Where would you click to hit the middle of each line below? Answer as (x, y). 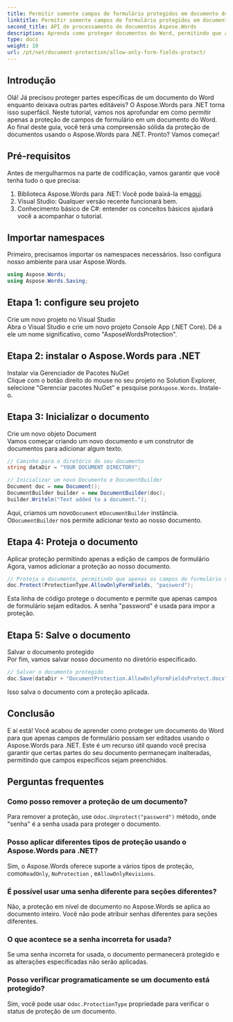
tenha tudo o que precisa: (44, 180)
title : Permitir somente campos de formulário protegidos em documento (113, 14)
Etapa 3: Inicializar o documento (78, 417)
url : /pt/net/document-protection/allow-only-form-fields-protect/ (107, 53)
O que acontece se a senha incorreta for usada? (89, 939)
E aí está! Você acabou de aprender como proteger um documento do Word (115, 730)
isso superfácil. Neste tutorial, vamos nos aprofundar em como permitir (109, 112)
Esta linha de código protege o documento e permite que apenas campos (112, 599)
